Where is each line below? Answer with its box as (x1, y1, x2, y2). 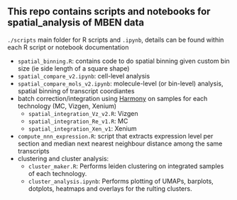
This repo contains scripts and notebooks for (7, 6, 211, 18)
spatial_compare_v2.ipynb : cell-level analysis (17, 71, 150, 80)
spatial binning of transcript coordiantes (17, 86, 135, 95)
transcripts (17, 146, 50, 155)
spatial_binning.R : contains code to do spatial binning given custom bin (17, 57, 231, 65)
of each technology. (28, 169, 87, 177)
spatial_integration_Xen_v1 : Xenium (28, 124, 137, 133)
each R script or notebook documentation (7, 42, 129, 52)
